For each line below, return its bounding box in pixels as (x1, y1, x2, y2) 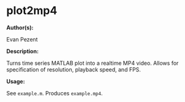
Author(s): (6, 24, 34, 31)
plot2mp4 (6, 4, 58, 18)
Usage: (6, 78, 26, 85)
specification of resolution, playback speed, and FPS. (6, 65, 141, 73)
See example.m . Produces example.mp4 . (6, 89, 103, 97)
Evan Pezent (6, 35, 38, 43)
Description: (6, 47, 39, 55)
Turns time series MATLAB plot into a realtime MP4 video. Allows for (6, 59, 179, 67)
